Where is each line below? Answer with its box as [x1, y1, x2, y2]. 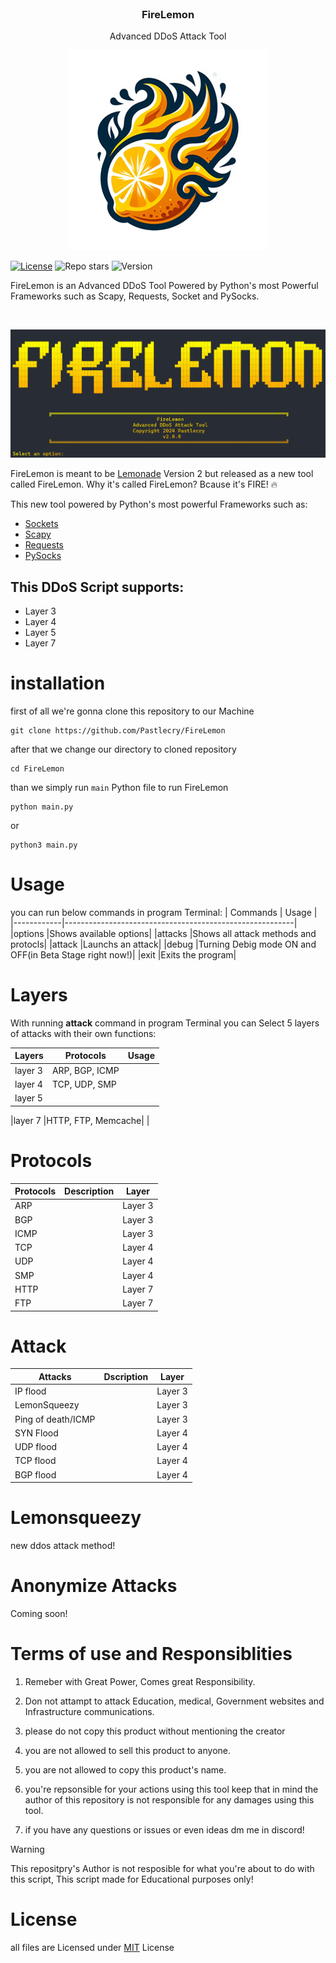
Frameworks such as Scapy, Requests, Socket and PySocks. [10, 290, 260, 302]
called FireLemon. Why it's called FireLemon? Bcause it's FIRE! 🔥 [10, 478, 278, 491]
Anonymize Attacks [10, 1575, 178, 1597]
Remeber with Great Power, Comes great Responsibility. [24, 1676, 256, 1688]
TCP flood [14, 1455, 57, 1467]
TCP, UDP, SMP [51, 1078, 117, 1090]
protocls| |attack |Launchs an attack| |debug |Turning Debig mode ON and [10, 938, 317, 950]
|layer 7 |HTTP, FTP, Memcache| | [10, 1114, 150, 1126]
